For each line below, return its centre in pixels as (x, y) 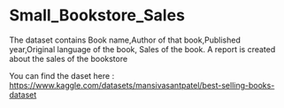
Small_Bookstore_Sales (97, 15)
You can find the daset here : (62, 75)
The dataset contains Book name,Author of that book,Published (125, 40)
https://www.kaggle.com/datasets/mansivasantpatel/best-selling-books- (142, 85)
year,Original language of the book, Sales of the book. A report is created (142, 49)
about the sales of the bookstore (69, 58)
